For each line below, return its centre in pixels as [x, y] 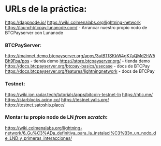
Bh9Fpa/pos [17, 61]
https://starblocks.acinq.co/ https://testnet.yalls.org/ [57, 99]
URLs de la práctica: [46, 9]
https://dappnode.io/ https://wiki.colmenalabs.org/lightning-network [73, 22]
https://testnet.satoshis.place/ [35, 105]
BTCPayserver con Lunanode [34, 32]
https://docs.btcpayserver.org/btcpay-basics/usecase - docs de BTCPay [77, 66]
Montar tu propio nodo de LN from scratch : [56, 117]
